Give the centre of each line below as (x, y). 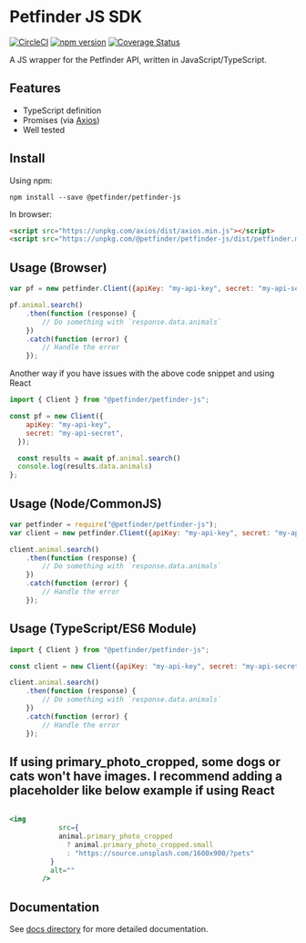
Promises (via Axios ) (61, 119)
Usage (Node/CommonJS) (86, 503)
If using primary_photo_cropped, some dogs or (145, 762)
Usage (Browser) (58, 268)
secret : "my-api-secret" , (75, 433)
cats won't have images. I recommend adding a (146, 776)
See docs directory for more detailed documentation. (109, 929)
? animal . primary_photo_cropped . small (140, 845)
